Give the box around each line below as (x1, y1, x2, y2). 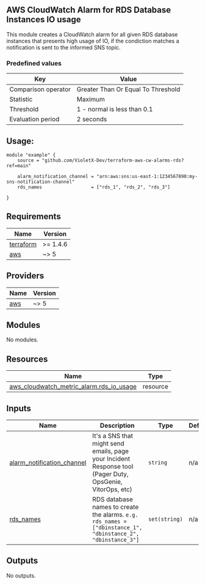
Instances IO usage (6, 15, 81, 25)
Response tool (92, 462, 134, 471)
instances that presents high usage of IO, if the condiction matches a (6, 37, 179, 45)
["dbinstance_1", (92, 524, 143, 531)
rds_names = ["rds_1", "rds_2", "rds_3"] (17, 184, 171, 190)
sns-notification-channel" (6, 179, 75, 185)
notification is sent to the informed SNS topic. (6, 43, 121, 51)
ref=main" (6, 162, 32, 169)
